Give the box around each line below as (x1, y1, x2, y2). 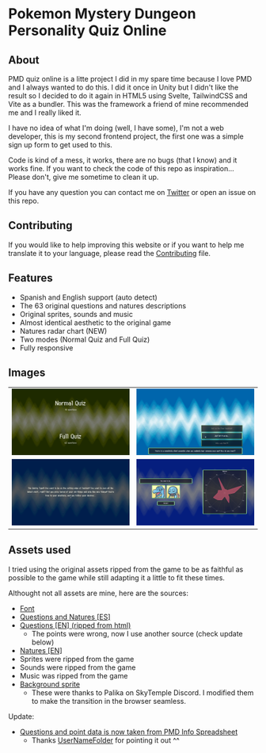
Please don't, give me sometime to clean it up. (8, 172, 159, 182)
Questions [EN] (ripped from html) (19, 620, 131, 630)
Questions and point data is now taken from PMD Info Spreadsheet (19, 727, 238, 736)
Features (8, 271, 53, 285)
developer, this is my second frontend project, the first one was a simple (8, 132, 244, 141)
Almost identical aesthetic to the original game (19, 318, 172, 327)
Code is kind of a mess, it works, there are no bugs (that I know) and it (8, 155, 237, 165)
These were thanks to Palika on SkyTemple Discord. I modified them (31, 687, 254, 698)
